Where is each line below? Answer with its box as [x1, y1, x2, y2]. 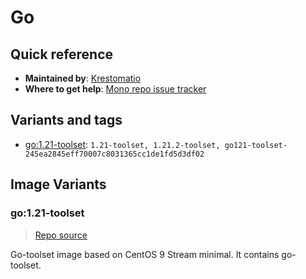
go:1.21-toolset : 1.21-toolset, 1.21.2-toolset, [24, 138, 221, 150]
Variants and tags [10, 112, 123, 129]
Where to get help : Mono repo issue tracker [24, 83, 207, 95]
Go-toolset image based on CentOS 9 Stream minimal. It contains [10, 248, 280, 260]
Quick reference [10, 46, 114, 63]
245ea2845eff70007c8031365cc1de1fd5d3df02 [24, 149, 205, 159]
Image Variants [10, 176, 107, 193]
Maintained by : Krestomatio [24, 72, 142, 84]
